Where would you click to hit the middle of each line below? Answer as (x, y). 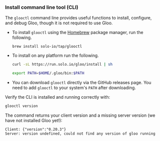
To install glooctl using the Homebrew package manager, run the (78, 33)
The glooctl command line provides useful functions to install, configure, (78, 18)
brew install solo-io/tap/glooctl (47, 47)
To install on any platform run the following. (55, 55)
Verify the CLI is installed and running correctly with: (58, 97)
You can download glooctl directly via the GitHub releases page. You (82, 83)
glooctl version (21, 106)
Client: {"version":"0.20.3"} (36, 129)
